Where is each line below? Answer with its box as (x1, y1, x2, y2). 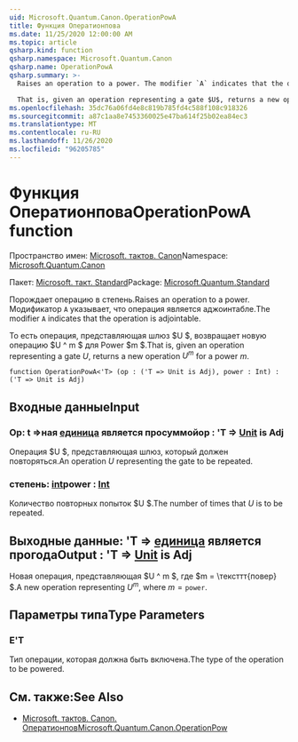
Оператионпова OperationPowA (9, 202, 251, 222)
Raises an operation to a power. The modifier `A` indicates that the (17, 79, 284, 88)
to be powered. (9, 664, 65, 674)
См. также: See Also (9, 690, 124, 705)
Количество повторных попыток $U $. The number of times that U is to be (9, 499, 284, 509)
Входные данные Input (9, 399, 140, 414)
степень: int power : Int (9, 477, 111, 490)
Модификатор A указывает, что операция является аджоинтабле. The (9, 303, 271, 314)
